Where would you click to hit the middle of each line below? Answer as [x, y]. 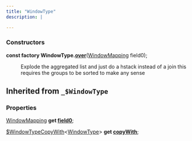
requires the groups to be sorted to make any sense [83, 73]
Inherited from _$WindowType [57, 91]
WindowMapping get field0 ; [40, 121]
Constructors [25, 43]
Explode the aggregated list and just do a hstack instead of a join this [104, 66]
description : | [25, 17]
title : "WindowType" [31, 11]
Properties [21, 108]
